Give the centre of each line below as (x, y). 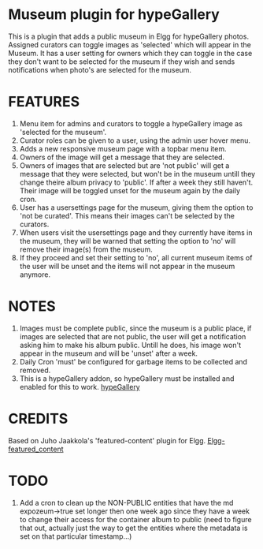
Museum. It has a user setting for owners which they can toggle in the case (130, 53)
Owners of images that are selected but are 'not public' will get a (124, 165)
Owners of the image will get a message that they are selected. (122, 157)
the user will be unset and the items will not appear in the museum (127, 266)
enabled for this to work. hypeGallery (80, 387)
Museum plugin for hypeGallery (114, 15)
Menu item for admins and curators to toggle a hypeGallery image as (131, 123)
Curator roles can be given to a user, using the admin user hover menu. (135, 140)
